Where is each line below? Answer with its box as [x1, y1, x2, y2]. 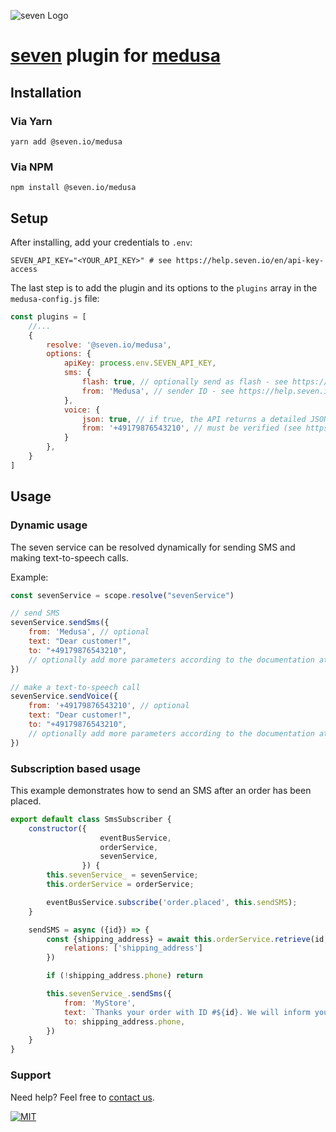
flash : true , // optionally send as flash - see [81, 377, 288, 387]
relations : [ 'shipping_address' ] [63, 943, 203, 954]
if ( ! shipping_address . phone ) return [46, 971, 203, 981]
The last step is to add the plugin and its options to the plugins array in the [10, 281, 318, 294]
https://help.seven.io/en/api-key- [175, 255, 325, 265]
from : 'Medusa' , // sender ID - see [81, 386, 235, 396]
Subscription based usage [10, 761, 141, 775]
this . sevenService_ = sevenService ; [46, 870, 199, 880]
